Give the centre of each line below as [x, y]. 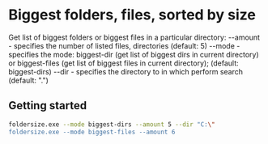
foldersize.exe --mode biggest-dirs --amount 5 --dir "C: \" [112, 124]
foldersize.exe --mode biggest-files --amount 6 [92, 132]
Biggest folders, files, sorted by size [132, 15]
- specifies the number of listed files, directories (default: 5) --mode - [124, 45]
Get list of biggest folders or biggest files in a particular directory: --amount [134, 37]
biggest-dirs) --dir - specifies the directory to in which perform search [126, 71]
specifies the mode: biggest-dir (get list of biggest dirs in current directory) [134, 54]
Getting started [48, 106]
